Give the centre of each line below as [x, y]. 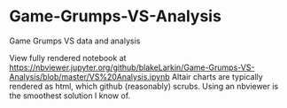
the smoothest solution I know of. [70, 96]
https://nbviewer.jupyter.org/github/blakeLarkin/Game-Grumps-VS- [132, 67]
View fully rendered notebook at [68, 58]
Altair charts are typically [217, 76]
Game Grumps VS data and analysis [75, 41]
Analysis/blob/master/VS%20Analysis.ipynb [89, 76]
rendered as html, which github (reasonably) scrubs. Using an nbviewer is [144, 86]
